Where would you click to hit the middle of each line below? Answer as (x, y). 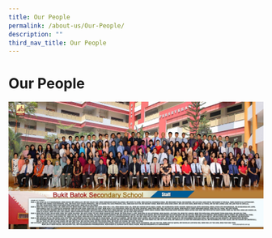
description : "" (36, 34)
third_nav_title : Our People (57, 43)
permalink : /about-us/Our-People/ (67, 25)
